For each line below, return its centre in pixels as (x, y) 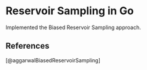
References (27, 46)
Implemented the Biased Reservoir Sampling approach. (73, 27)
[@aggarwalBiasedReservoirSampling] (53, 60)
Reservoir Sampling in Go (70, 11)
